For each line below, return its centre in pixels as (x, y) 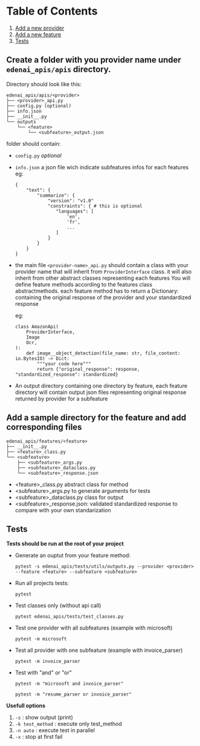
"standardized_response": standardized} (66, 375)
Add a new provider (40, 28)
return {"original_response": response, (89, 369)
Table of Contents (52, 11)
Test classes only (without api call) (58, 606)
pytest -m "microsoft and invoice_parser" (69, 684)
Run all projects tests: (42, 583)
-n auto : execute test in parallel (55, 730)
